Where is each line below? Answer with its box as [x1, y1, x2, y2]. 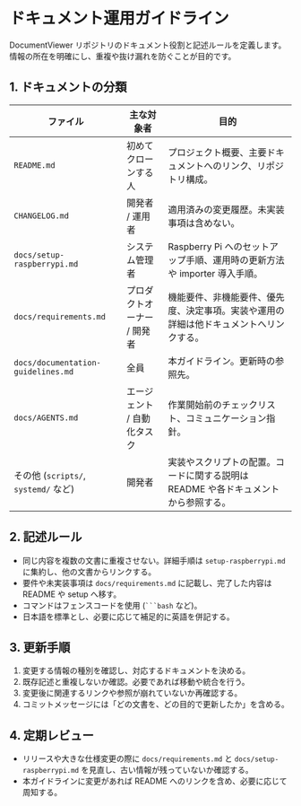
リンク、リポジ [221, 159, 284, 171]
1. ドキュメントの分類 [9, 80, 127, 95]
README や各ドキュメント [168, 482, 280, 495]
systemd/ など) [13, 482, 75, 495]
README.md [13, 160, 56, 171]
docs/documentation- [13, 357, 101, 368]
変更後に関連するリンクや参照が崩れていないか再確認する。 [21, 688, 243, 698]
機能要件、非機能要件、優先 [168, 291, 285, 303]
